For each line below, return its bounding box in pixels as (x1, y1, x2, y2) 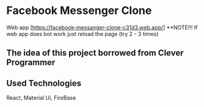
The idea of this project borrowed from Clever (6, 48, 184, 58)
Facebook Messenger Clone (6, 4, 152, 18)
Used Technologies (6, 78, 81, 88)
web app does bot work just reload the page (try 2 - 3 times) (6, 30, 159, 37)
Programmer (6, 57, 56, 67)
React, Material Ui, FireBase (6, 94, 76, 102)
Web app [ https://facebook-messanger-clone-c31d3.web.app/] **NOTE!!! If (6, 24, 198, 31)
